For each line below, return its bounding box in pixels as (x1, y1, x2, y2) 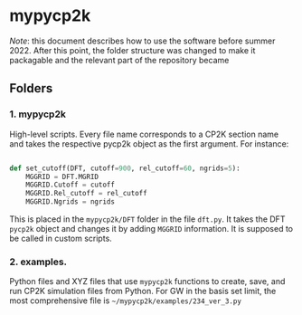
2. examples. (9, 255, 68, 268)
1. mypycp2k (9, 108, 66, 120)
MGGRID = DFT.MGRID (25, 172, 99, 181)
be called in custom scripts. (9, 233, 113, 243)
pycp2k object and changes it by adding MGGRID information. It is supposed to (9, 224, 294, 234)
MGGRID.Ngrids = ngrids (25, 197, 116, 206)
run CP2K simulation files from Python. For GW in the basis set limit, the (9, 286, 277, 297)
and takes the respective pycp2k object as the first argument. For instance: (9, 138, 289, 149)
